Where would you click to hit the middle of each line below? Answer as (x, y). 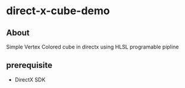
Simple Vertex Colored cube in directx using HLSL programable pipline (93, 47)
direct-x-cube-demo (58, 11)
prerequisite (29, 65)
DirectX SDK (30, 79)
